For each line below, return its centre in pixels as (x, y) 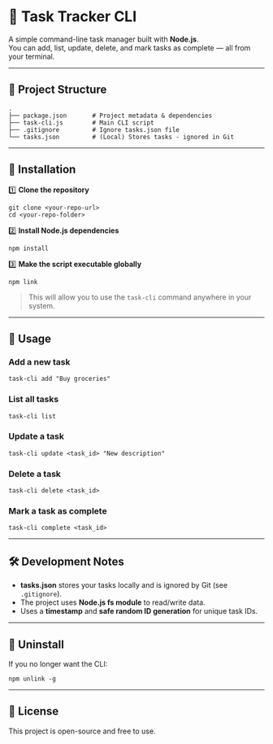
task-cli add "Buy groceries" (60, 379)
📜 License (34, 711)
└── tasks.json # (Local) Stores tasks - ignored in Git (121, 137)
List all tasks (34, 400)
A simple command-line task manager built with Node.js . (104, 39)
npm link (23, 282)
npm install (28, 248)
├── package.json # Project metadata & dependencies (110, 116)
